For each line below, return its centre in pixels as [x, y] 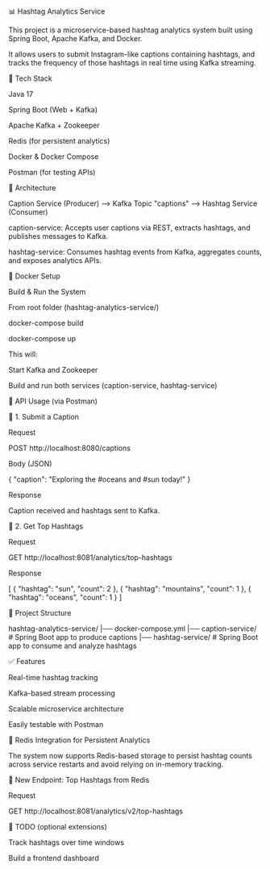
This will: [23, 354]
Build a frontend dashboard [54, 858]
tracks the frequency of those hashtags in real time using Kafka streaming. [132, 63]
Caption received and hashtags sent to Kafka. [84, 510]
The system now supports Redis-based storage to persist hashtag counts [130, 756]
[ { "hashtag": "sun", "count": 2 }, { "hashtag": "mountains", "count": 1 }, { [130, 589]
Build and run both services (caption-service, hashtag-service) [113, 385]
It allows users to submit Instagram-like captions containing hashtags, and [132, 54]
